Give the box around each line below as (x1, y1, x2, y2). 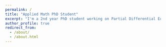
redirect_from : (5, 25, 37, 30)
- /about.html (9, 35, 39, 40)
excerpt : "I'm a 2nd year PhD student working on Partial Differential (5, 16, 156, 21)
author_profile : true (5, 21, 50, 26)
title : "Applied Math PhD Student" (5, 12, 79, 17)
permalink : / (5, 7, 32, 12)
